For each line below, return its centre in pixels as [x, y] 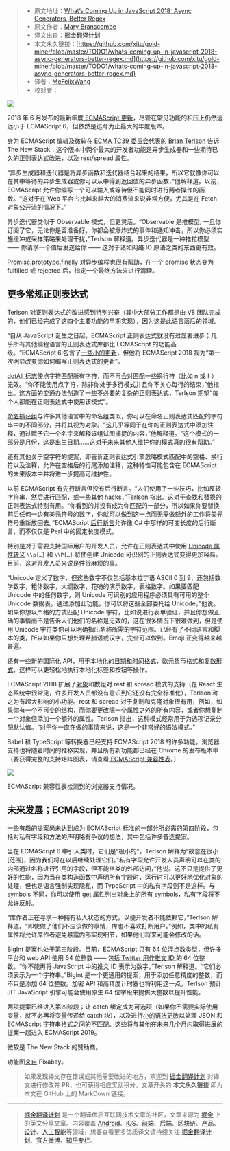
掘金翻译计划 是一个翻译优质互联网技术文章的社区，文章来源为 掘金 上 [122, 1114]
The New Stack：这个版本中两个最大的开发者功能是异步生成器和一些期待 [110, 149]
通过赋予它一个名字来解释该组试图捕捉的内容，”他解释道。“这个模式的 [116, 433]
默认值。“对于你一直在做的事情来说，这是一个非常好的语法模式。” [104, 727]
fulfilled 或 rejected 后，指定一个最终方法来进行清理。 [83, 270]
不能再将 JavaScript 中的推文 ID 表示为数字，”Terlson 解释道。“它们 [122, 966]
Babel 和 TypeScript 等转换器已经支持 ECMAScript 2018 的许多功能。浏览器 [114, 741]
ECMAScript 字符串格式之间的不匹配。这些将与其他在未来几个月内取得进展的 [115, 1024]
